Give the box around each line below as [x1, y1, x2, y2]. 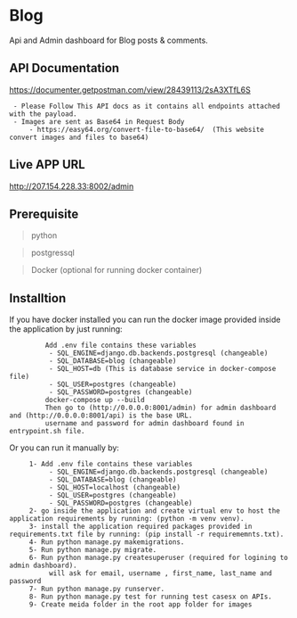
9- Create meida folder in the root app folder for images [28, 600, 253, 609]
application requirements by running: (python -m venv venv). [9, 515, 245, 523]
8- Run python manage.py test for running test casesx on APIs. [28, 592, 273, 602]
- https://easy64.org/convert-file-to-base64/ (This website [28, 125, 265, 134]
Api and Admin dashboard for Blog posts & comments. [9, 35, 209, 45]
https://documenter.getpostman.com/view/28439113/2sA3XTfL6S [9, 84, 251, 95]
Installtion [9, 291, 67, 306]
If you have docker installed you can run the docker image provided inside [9, 314, 281, 325]
